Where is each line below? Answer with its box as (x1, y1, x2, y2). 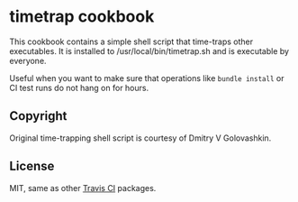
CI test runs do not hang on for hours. (9, 82, 149, 93)
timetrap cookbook (9, 6, 155, 27)
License (9, 159, 55, 174)
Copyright (9, 108, 68, 124)
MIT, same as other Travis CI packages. (9, 182, 157, 193)
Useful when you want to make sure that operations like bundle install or (9, 72, 284, 83)
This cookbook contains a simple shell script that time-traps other (9, 36, 254, 47)
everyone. (9, 55, 47, 66)
